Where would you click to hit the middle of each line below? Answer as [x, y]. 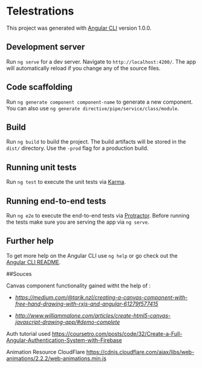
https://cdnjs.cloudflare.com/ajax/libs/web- [140, 352]
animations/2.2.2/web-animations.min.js [57, 358]
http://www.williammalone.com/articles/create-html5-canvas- [93, 315]
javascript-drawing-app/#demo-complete [67, 322]
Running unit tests [41, 167]
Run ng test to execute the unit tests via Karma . [66, 182]
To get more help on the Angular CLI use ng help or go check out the [92, 255]
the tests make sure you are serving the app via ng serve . [78, 222]
